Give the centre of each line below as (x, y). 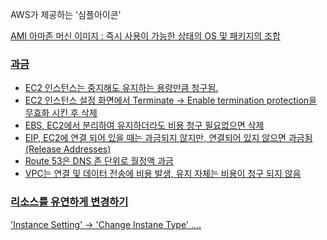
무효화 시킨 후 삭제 (61, 113)
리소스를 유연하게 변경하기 (69, 202)
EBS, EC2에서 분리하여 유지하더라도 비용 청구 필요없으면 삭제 (144, 125)
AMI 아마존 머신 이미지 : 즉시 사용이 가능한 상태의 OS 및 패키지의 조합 (145, 36)
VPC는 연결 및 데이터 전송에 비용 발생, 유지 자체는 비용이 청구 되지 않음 (163, 174)
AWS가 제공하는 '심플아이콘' (66, 14)
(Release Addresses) (68, 149)
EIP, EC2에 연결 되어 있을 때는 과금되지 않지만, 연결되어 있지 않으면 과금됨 (168, 138)
